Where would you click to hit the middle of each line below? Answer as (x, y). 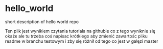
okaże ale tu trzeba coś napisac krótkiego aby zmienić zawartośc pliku (76, 36)
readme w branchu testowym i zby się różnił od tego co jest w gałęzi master (81, 41)
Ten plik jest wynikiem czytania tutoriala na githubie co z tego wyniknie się (80, 31)
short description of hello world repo (42, 22)
